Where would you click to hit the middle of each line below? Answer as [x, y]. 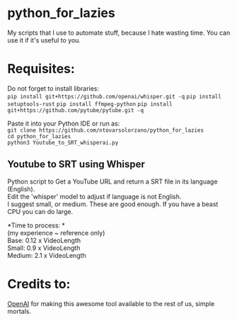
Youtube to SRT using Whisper [76, 164]
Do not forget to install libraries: [53, 88]
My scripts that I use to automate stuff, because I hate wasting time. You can [119, 33]
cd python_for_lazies [39, 136]
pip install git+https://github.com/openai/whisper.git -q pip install [114, 96]
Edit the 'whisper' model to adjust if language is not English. [94, 196]
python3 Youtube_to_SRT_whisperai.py [63, 142]
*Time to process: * [36, 225]
